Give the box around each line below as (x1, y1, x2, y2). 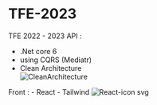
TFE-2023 (8, 5, 77, 23)
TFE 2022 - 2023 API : (8, 31, 82, 41)
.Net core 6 (19, 46, 57, 56)
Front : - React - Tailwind (8, 87, 90, 96)
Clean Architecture (19, 63, 82, 72)
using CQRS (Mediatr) (19, 55, 92, 64)
